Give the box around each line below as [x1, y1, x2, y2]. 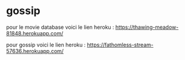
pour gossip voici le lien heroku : [6, 41, 86, 48]
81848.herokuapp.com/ [6, 29, 64, 36]
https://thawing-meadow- [115, 24, 179, 31]
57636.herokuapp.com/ [6, 47, 64, 54]
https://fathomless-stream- [87, 41, 153, 48]
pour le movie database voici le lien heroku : [6, 24, 114, 31]
